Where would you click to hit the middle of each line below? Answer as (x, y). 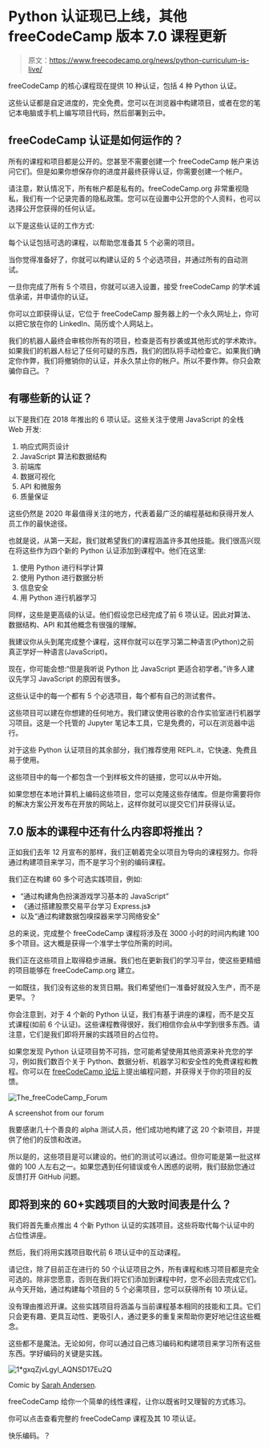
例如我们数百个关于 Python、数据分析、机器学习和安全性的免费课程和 (137, 1062)
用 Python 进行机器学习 (58, 597)
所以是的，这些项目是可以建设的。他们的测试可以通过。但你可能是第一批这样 (134, 1157)
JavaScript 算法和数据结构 (63, 456)
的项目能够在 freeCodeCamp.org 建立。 (74, 970)
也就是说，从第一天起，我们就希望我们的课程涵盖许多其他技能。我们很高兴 (131, 540)
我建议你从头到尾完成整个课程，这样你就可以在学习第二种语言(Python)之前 (131, 641)
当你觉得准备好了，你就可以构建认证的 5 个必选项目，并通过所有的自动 (125, 259)
